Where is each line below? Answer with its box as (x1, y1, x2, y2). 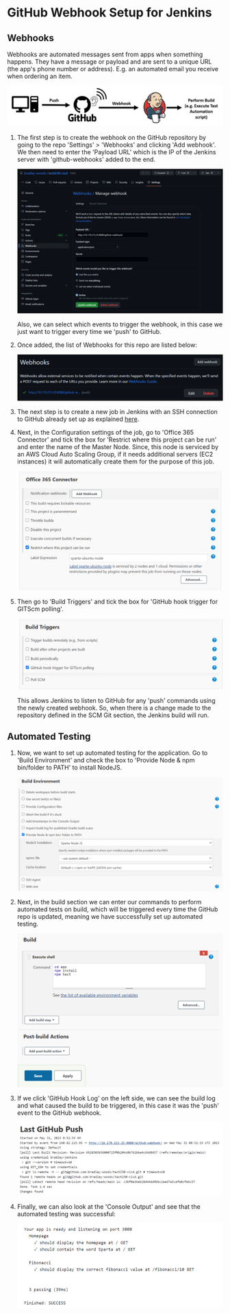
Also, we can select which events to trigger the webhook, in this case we (16, 320, 223, 328)
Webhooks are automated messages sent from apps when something (7, 50, 203, 58)
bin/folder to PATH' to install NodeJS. (16, 763, 123, 772)
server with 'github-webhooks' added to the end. (16, 155, 156, 163)
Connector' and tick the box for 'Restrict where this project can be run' (16, 435, 217, 444)
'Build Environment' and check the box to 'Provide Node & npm (16, 756, 195, 764)
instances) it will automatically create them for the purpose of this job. (16, 457, 214, 466)
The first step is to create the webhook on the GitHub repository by (16, 133, 207, 141)
